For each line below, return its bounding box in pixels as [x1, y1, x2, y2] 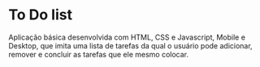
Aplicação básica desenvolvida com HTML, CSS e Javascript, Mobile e [8, 32, 246, 42]
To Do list [8, 6, 73, 24]
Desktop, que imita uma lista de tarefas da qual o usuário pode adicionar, [8, 40, 253, 50]
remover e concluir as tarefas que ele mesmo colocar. [8, 49, 189, 59]
